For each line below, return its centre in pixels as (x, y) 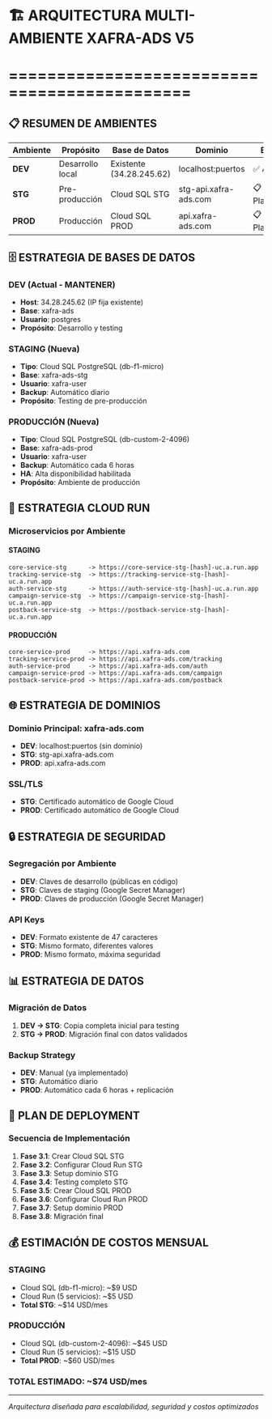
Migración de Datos (48, 1008)
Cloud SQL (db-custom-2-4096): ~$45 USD (93, 1343)
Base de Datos (141, 151)
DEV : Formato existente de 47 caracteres (89, 937)
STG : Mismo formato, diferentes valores (87, 946)
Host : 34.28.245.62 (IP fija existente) (82, 302)
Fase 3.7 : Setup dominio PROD (72, 1208)
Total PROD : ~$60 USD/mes (67, 1360)
